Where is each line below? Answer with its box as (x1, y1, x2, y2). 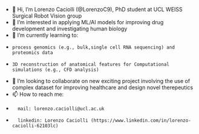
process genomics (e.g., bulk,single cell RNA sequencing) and (11, 44, 175, 50)
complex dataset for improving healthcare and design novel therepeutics (11, 84, 194, 91)
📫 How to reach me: (11, 91, 64, 98)
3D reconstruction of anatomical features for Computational (11, 61, 170, 67)
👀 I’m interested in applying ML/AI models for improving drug (11, 19, 164, 25)
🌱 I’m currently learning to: (11, 32, 79, 39)
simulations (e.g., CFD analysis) (11, 67, 99, 73)
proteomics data (11, 50, 53, 56)
